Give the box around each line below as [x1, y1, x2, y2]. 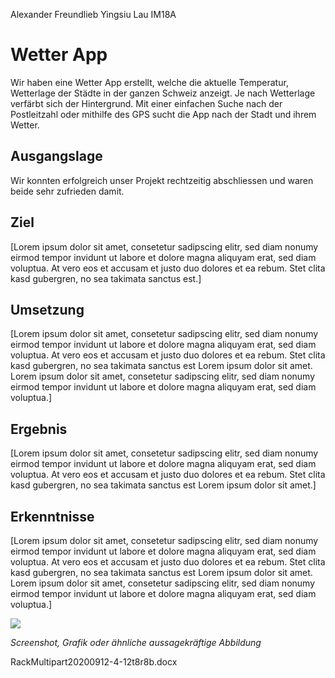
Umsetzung [10, 301, 85, 318]
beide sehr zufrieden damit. [10, 185, 125, 197]
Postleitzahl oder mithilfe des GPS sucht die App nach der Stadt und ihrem [10, 108, 317, 120]
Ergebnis [10, 420, 68, 438]
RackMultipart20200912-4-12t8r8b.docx [10, 656, 178, 668]
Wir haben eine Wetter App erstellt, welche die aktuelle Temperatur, [10, 76, 289, 88]
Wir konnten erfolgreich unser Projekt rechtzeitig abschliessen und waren [10, 174, 314, 186]
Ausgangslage [10, 148, 103, 165]
